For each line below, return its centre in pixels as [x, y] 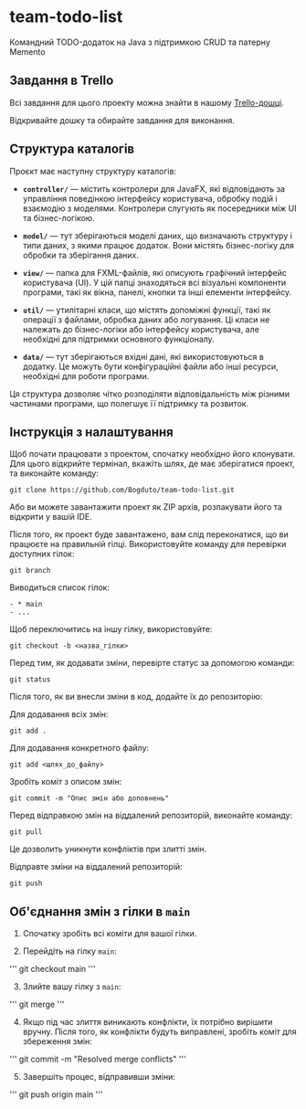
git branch [30, 571]
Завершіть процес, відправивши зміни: [99, 1077]
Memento [27, 51]
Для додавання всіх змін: [59, 714]
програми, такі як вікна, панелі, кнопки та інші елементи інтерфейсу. [157, 292]
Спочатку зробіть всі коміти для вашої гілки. [110, 934]
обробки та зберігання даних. [81, 255]
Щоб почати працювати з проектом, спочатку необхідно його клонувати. [153, 454]
